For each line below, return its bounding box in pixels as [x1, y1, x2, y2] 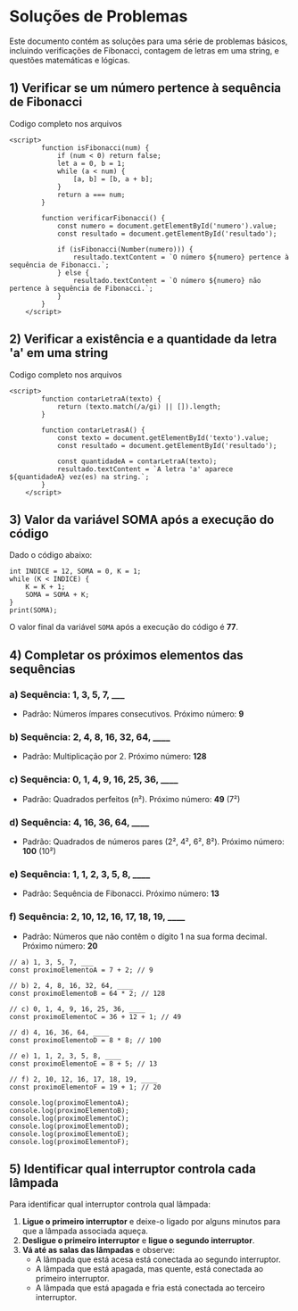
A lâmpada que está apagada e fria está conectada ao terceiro [35, 1282, 266, 1293]
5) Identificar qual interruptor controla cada [9, 1161, 256, 1176]
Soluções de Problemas [9, 6, 188, 27]
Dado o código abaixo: [9, 550, 93, 560]
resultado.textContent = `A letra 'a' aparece [56, 464, 234, 474]
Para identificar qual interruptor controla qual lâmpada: [9, 1199, 211, 1210]
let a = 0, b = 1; [56, 159, 126, 168]
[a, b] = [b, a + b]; [72, 174, 153, 184]
